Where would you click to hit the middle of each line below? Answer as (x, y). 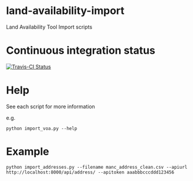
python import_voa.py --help (42, 128)
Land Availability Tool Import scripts (49, 27)
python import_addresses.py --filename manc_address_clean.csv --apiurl (97, 167)
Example (28, 152)
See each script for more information (51, 106)
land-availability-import (65, 11)
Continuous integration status (81, 51)
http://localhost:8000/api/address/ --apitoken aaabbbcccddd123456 (90, 172)
